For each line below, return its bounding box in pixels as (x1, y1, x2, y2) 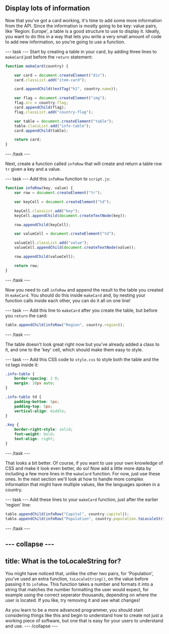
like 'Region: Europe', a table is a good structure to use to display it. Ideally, (5, 28, 160, 34)
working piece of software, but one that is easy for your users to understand (5, 617, 163, 623)
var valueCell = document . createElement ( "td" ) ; (14, 231, 116, 236)
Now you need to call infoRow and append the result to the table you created (5, 287, 163, 293)
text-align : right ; (14, 437, 55, 442)
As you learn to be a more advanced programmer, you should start (5, 607, 143, 613)
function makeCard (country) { (5, 63, 69, 68)
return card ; (14, 137, 42, 143)
